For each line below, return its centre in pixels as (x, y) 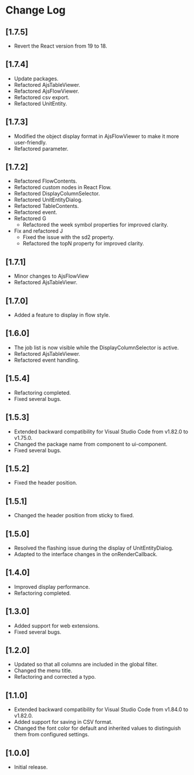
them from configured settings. (52, 734)
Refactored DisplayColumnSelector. (57, 194)
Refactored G (30, 218)
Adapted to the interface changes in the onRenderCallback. (86, 554)
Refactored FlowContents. (45, 181)
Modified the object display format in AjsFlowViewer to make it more (96, 136)
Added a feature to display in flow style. (62, 315)
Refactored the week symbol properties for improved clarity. (95, 225)
